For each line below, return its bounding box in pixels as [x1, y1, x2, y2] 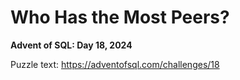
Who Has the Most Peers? [10, 6, 230, 29]
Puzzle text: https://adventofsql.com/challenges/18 [10, 58, 220, 70]
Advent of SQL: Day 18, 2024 [10, 39, 133, 51]
